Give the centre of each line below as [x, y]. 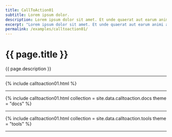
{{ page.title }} [37, 55]
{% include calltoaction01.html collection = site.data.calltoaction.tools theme [86, 119]
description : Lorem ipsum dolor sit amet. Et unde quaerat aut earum [81, 19]
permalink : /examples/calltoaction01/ [47, 29]
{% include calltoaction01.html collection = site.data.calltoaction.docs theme [86, 99]
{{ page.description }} [28, 69]
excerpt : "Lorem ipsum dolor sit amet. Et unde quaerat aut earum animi [84, 24]
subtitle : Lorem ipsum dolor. [38, 15]
